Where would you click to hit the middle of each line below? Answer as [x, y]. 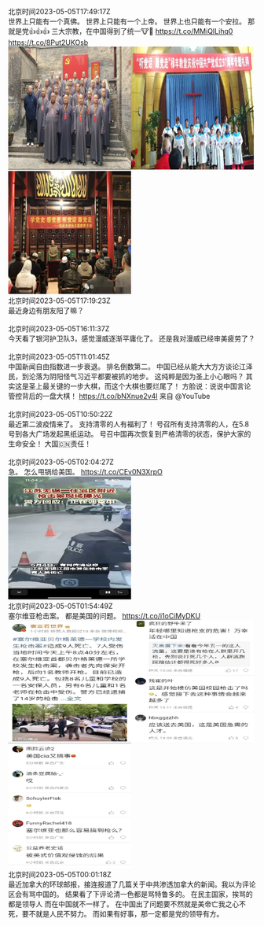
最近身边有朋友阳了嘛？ [46, 310]
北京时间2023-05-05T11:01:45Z [59, 357]
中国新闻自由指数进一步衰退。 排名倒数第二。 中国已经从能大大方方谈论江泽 [130, 367]
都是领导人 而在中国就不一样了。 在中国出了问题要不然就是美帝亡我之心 [124, 904]
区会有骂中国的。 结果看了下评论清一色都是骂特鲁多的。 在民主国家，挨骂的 [130, 894]
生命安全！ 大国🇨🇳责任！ [50, 444]
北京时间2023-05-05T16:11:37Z [59, 328]
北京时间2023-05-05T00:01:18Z [60, 874]
